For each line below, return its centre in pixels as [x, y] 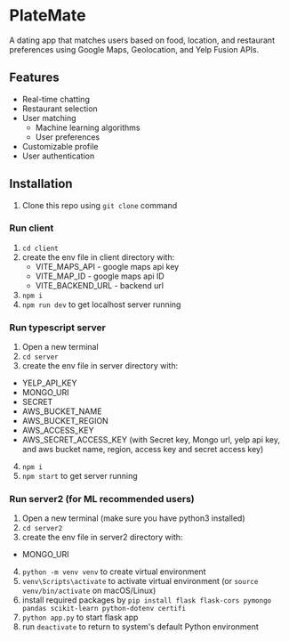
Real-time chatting [56, 99]
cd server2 [42, 529]
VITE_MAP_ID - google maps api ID [100, 276]
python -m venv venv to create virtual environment [114, 572]
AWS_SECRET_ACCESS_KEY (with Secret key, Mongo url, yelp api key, [151, 440]
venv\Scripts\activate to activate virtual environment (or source [140, 581]
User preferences [68, 137]
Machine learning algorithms [88, 127]
